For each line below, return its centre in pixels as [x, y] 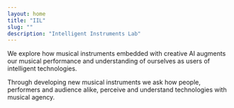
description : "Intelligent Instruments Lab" [74, 34]
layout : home [27, 14]
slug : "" [20, 27]
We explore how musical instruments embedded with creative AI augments [117, 54]
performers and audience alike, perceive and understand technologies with [117, 90]
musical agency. [31, 97]
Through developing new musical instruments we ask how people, [104, 83]
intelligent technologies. [42, 68]
